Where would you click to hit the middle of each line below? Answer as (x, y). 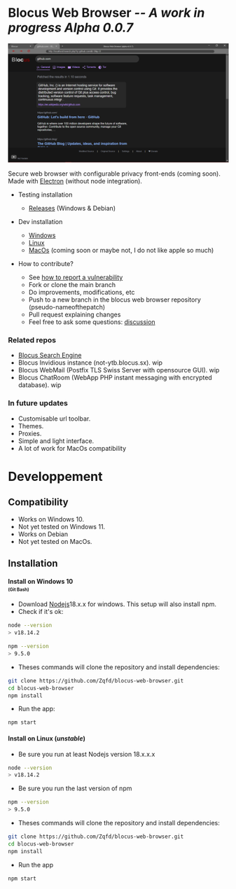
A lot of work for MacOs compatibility (72, 448)
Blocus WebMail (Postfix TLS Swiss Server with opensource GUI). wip (119, 370)
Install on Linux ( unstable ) (47, 738)
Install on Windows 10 (41, 581)
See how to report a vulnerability (76, 277)
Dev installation (40, 222)
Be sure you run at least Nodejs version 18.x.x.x (86, 754)
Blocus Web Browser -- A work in (106, 13)
